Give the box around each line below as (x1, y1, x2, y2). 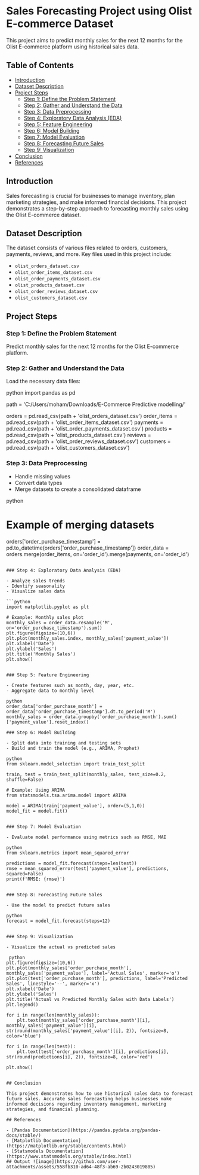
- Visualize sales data (6, 588, 66, 594)
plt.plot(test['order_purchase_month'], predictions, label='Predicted (6, 975, 188, 981)
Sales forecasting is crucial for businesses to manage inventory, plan (6, 192, 175, 199)
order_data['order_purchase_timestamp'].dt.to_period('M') (6, 709, 156, 715)
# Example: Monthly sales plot (6, 614, 84, 620)
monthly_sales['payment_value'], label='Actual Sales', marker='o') (6, 970, 180, 976)
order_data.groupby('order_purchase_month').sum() (48, 713, 178, 720)
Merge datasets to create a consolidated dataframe (14, 486, 141, 493)
